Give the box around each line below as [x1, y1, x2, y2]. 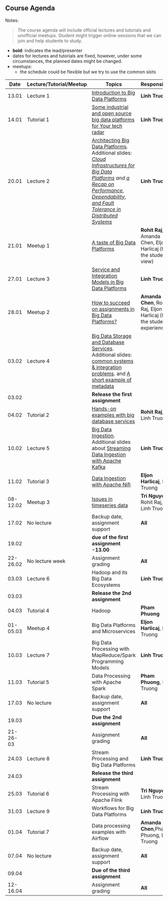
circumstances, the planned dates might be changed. [12, 58, 122, 64]
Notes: [5, 17, 19, 23]
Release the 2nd [91, 589, 131, 596]
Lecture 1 [26, 92, 50, 99]
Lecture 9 [26, 808, 50, 815]
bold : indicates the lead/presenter [12, 47, 82, 53]
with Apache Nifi [91, 481, 131, 488]
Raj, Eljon [140, 306, 162, 313]
